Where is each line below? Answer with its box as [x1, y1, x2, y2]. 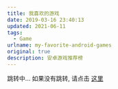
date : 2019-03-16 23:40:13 [7, 16, 84, 23]
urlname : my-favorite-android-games [7, 42, 112, 49]
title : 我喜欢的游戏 [7, 10, 60, 17]
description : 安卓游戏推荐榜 [7, 55, 84, 62]
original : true [7, 49, 51, 55]
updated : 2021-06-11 [7, 23, 67, 29]
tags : [7, 29, 23, 36]
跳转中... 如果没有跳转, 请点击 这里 [7, 74, 104, 82]
